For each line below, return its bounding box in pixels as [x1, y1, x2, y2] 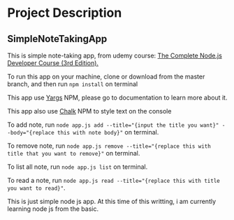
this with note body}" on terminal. [57, 128, 159, 136]
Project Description [7, 5, 122, 21]
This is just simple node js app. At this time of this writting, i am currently [7, 198, 217, 205]
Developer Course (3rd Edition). [7, 59, 99, 67]
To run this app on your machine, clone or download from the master [7, 72, 205, 81]
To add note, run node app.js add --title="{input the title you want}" [7, 121, 219, 129]
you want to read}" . [7, 184, 66, 192]
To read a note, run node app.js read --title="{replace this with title [7, 177, 220, 184]
